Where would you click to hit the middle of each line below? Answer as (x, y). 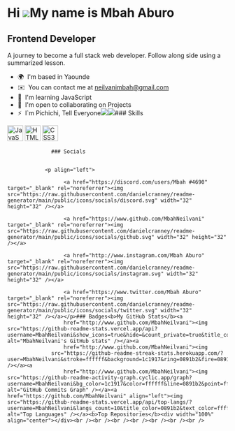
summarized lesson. (36, 63)
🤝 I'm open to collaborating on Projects (74, 105)
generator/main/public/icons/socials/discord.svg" (83, 200)
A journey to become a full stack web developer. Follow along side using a (114, 55)
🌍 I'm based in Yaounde (54, 77)
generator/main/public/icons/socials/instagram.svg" (86, 274)
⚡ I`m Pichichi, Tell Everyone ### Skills (80, 113)
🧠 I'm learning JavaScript (55, 97)
